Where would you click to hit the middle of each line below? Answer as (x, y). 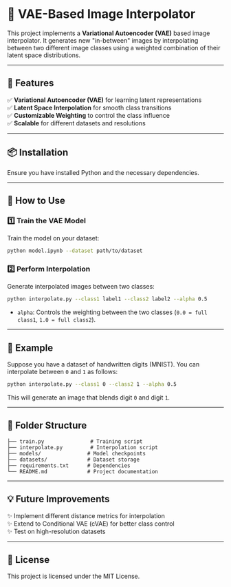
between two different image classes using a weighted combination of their (114, 48)
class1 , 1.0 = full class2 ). (56, 320)
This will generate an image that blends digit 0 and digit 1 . (89, 397)
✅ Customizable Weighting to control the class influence (89, 115)
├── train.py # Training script (75, 441)
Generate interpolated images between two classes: (81, 287)
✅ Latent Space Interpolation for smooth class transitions (89, 107)
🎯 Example (30, 348)
